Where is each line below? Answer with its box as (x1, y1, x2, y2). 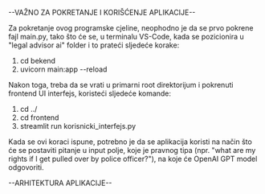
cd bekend (19, 56, 56, 65)
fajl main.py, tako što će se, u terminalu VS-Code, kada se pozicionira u (8, 32, 245, 41)
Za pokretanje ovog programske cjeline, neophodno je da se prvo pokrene (8, 23, 254, 32)
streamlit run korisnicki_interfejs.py (19, 122, 137, 130)
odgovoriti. (8, 163, 44, 172)
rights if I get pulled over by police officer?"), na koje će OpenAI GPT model (8, 154, 258, 163)
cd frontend (19, 113, 59, 122)
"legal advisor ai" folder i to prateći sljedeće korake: (8, 40, 180, 50)
